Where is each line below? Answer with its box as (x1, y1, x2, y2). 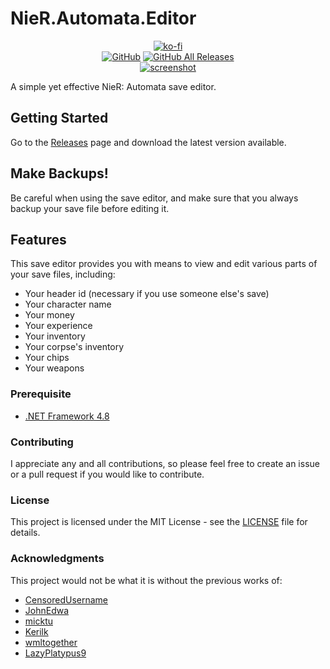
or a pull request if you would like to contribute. (10, 468, 205, 480)
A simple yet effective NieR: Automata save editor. (10, 80, 217, 92)
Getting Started (10, 110, 109, 127)
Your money (24, 309, 75, 321)
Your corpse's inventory (24, 341, 125, 353)
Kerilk (24, 625, 49, 637)
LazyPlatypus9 (24, 647, 87, 659)
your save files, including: (10, 268, 116, 281)
